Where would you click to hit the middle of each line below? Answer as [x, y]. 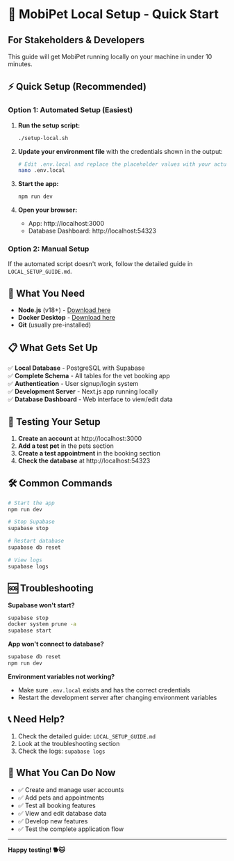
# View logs [25, 560]
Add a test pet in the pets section [66, 446]
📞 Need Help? [36, 719]
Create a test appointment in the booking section [89, 453]
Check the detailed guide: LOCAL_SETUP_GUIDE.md [86, 736]
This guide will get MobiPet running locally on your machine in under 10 [110, 56]
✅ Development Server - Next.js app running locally [83, 391]
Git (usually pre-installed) [55, 325]
